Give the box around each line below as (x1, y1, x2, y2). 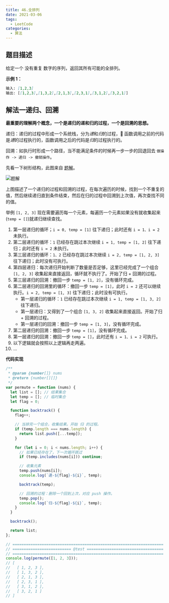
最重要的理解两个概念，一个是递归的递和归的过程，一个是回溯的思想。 (6, 120, 151, 126)
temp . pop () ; (19, 496, 44, 501)
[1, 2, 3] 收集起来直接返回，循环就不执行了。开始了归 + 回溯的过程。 (13, 271, 159, 277)
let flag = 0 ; (10, 399, 40, 404)
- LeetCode (10, 21, 33, 27)
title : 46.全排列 (6, 7, 40, 13)
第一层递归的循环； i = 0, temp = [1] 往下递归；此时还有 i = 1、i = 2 (13, 226, 160, 232)
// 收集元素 (19, 463, 41, 469)
